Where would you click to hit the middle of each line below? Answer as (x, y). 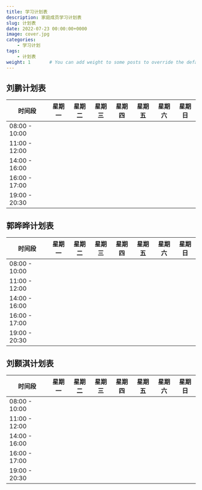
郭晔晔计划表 (30, 225)
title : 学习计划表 (27, 12)
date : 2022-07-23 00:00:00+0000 (47, 29)
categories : (21, 40)
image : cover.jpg (28, 34)
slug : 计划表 (21, 23)
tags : (13, 51)
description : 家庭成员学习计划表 (44, 17)
